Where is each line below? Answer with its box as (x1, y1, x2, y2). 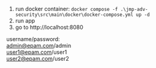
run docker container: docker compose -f (15, 6, 118, 12)
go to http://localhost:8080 (15, 24, 84, 31)
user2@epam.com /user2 (6, 55, 69, 62)
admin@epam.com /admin (6, 42, 72, 49)
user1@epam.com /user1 (6, 48, 67, 56)
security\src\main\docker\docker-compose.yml (15, 12, 133, 18)
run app (15, 17, 35, 24)
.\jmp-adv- (120, 6, 148, 12)
